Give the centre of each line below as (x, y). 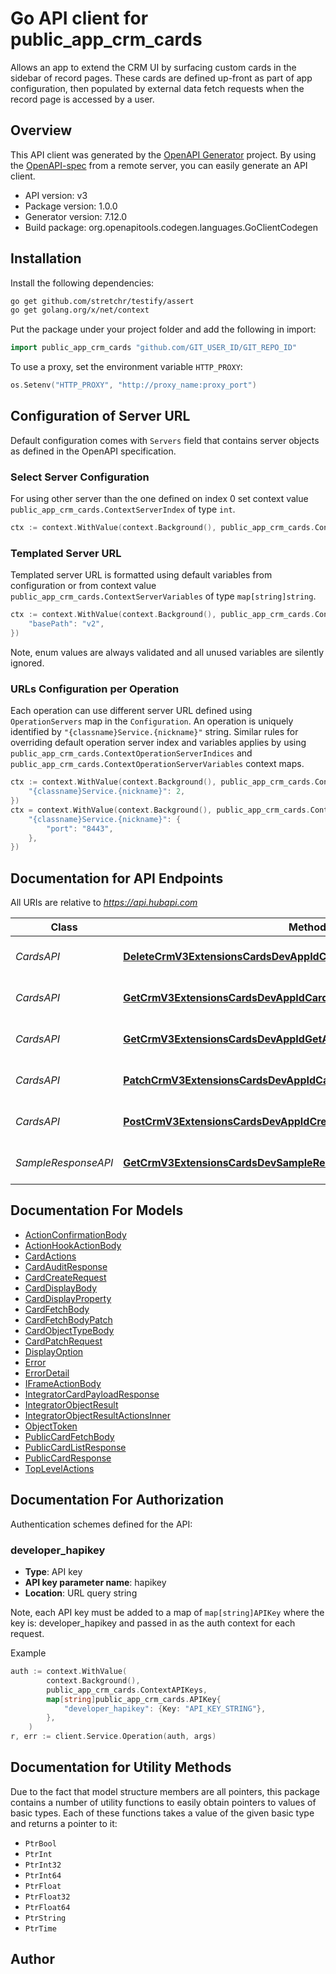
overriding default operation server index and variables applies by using (158, 743)
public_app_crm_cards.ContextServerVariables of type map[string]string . (163, 596)
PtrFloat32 (47, 1897)
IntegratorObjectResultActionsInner (97, 1415)
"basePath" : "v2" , (66, 624)
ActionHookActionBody (73, 1245)
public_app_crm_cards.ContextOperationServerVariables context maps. (157, 764)
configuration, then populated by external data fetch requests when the (157, 88)
